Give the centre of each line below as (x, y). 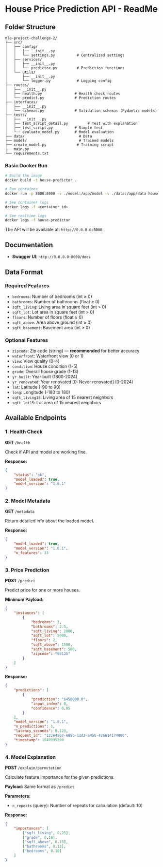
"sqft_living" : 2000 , (53, 631)
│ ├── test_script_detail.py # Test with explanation (71, 123)
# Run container (21, 189)
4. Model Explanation (30, 757)
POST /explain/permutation (33, 768)
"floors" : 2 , (44, 640)
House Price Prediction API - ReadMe (81, 9)
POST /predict (20, 581)
